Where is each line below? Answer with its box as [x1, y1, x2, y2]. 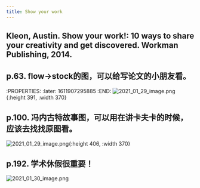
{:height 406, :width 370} [68, 140, 131, 147]
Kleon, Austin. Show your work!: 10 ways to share [6, 31, 195, 41]
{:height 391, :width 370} [6, 94, 67, 101]
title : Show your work [6, 8, 63, 15]
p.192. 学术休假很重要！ [6, 159, 94, 169]
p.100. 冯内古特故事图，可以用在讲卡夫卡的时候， [6, 113, 188, 123]
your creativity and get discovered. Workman [6, 40, 179, 51]
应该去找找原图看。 [6, 124, 77, 134]
